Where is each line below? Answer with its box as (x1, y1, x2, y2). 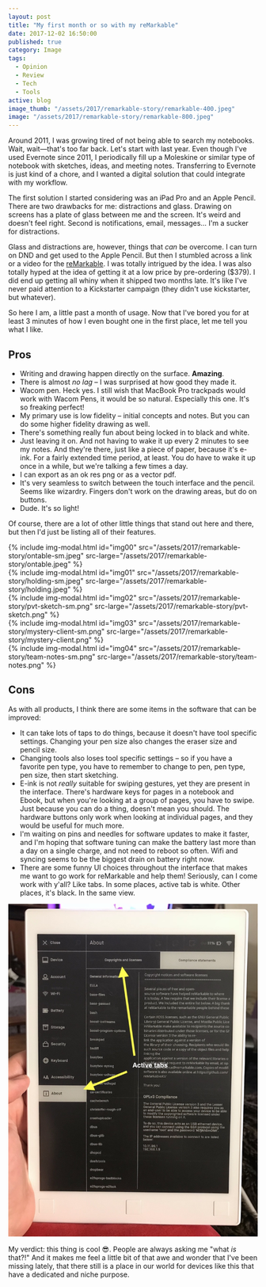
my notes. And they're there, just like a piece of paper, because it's (19, 444, 238, 454)
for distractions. (8, 227, 60, 237)
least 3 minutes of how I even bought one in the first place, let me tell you (8, 317, 248, 326)
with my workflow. (8, 178, 68, 188)
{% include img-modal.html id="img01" (8, 567, 136, 577)
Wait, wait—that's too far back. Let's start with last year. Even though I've (8, 144, 247, 154)
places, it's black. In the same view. (19, 888, 136, 897)
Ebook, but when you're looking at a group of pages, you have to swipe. (19, 795, 255, 805)
